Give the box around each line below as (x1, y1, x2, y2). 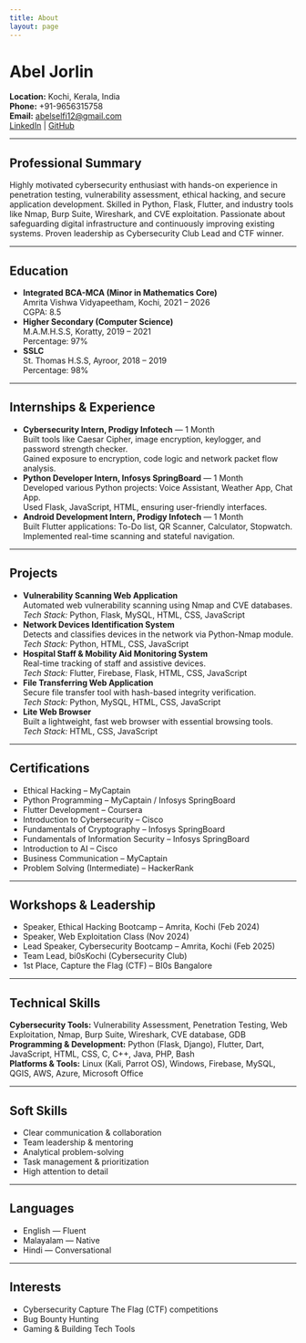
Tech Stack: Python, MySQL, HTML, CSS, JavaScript (22, 696, 221, 707)
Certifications (9, 761, 90, 776)
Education (9, 263, 69, 278)
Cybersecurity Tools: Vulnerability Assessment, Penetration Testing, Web (9, 1019, 289, 1031)
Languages (9, 1201, 75, 1216)
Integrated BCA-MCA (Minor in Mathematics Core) (22, 287, 218, 298)
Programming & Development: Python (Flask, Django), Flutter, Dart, (9, 1039, 265, 1050)
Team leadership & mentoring (22, 1137, 134, 1148)
